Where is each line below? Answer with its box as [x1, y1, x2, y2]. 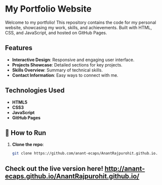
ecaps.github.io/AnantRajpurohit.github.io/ [5, 172, 140, 180]
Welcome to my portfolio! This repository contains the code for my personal [5, 19, 156, 25]
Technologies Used [5, 86, 65, 95]
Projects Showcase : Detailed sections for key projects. [12, 62, 123, 67]
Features [5, 44, 32, 52]
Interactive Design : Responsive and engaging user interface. [12, 57, 135, 63]
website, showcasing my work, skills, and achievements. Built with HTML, [5, 24, 152, 30]
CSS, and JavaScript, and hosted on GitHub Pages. [5, 30, 108, 35]
